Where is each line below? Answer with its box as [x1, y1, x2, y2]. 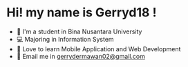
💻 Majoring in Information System [16, 35, 115, 43]
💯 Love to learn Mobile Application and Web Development [16, 44, 181, 53]
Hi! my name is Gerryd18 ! [6, 5, 157, 21]
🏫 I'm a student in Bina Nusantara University [16, 27, 142, 36]
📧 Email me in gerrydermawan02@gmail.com [16, 52, 146, 60]
